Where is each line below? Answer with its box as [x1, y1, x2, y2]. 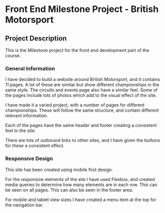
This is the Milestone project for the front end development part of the [5, 47, 149, 53]
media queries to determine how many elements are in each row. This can [5, 181, 157, 187]
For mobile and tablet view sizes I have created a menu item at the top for [5, 196, 156, 202]
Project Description [5, 34, 67, 42]
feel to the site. [5, 127, 36, 133]
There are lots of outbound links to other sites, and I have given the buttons [5, 137, 160, 143]
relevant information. [5, 112, 48, 118]
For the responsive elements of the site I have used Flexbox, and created [5, 176, 155, 182]
